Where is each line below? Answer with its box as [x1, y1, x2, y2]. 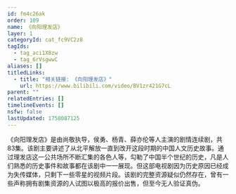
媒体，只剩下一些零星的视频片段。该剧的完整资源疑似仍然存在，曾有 [25, 170, 223, 179]
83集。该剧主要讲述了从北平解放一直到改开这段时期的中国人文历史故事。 [7, 143, 218, 152]
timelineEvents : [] [7, 102, 65, 109]
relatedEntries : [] [7, 96, 65, 103]
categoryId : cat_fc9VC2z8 [7, 37, 83, 44]
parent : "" [7, 89, 39, 96]
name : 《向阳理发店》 [7, 23, 63, 30]
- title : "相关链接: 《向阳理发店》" [13, 75, 112, 83]
